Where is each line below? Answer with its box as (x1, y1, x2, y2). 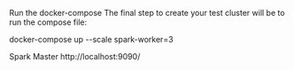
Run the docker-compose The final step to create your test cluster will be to (9, 8, 285, 18)
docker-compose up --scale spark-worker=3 (9, 35, 174, 44)
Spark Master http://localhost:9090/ (9, 51, 141, 61)
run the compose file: (9, 17, 87, 27)
